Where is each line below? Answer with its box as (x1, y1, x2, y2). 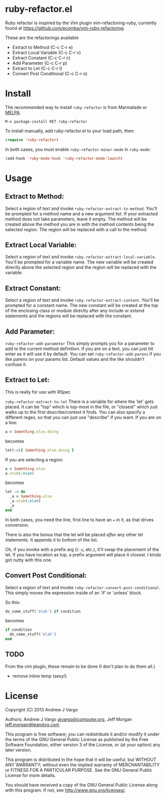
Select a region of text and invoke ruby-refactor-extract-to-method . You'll (5, 205, 158, 211)
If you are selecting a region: (5, 456, 63, 462)
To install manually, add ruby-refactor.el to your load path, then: (5, 128, 135, 134)
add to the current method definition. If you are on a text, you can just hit (5, 346, 154, 352)
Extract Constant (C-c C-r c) (12, 54, 71, 60)
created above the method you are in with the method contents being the (5, 221, 155, 227)
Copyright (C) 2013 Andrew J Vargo (5, 706, 78, 712)
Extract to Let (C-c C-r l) (12, 65, 62, 71)
